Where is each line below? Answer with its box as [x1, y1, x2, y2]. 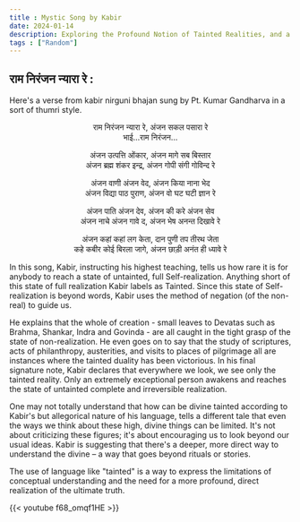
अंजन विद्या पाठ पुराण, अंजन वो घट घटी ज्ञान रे [84, 188, 217, 199]
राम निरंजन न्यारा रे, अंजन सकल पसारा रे [92, 122, 209, 133]
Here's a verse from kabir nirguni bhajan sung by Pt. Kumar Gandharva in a [9, 95, 286, 106]
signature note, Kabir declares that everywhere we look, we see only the [9, 364, 277, 376]
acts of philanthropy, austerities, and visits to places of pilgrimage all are [9, 346, 277, 356]
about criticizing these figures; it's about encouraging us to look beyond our [9, 430, 289, 441]
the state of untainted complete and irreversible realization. [9, 384, 227, 395]
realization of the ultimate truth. [9, 485, 125, 496]
